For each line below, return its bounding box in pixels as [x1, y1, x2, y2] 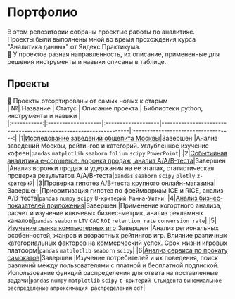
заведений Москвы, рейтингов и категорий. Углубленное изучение [7, 141, 209, 150]
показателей [7, 201, 46, 210]
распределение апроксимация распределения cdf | [7, 283, 146, 292]
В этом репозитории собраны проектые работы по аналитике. [7, 27, 196, 36]
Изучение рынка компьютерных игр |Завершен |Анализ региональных [7, 223, 220, 232]
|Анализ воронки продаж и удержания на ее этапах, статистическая [7, 163, 215, 172]
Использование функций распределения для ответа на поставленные [7, 268, 219, 276]
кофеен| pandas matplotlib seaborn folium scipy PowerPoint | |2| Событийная [7, 148, 228, 157]
